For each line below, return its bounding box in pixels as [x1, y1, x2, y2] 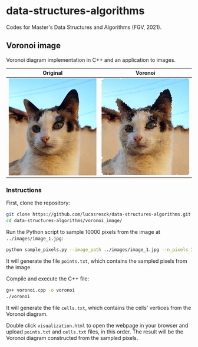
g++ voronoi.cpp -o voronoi [6, 287, 75, 293]
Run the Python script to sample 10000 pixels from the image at [6, 229, 161, 236]
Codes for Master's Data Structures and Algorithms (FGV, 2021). [6, 24, 162, 31]
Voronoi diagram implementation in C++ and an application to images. [6, 56, 176, 63]
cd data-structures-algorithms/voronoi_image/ [6, 218, 123, 224]
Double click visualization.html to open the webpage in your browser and [6, 322, 189, 329]
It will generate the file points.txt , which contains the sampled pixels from [6, 257, 187, 265]
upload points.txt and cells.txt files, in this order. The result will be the [6, 328, 184, 335]
